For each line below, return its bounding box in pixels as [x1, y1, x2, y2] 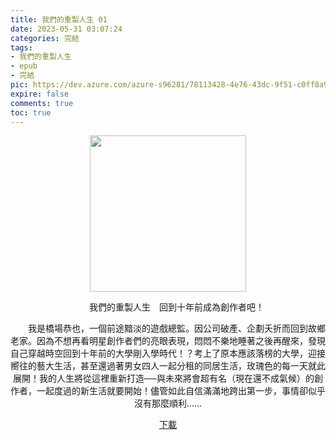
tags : [10, 42, 33, 53]
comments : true [10, 98, 74, 108]
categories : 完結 [10, 33, 80, 43]
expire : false [10, 89, 70, 99]
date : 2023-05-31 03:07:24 [10, 24, 123, 34]
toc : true [10, 107, 52, 118]
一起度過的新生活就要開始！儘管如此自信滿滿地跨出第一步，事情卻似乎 [36, 385, 326, 397]
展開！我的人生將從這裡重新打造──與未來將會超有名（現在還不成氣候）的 [13, 372, 315, 385]
